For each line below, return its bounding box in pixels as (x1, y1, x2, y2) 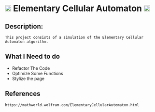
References (5, 90, 41, 98)
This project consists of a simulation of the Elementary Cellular (5, 35, 144, 40)
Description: (5, 22, 43, 31)
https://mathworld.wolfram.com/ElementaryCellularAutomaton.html (5, 102, 139, 107)
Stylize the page (12, 76, 45, 81)
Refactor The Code (12, 65, 50, 71)
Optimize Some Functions (12, 70, 64, 76)
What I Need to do (5, 52, 60, 61)
